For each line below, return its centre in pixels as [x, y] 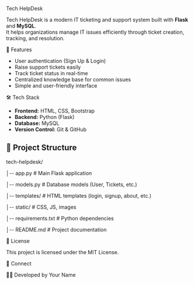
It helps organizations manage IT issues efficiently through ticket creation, [95, 32]
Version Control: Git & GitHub [50, 129]
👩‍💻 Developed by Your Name [41, 275]
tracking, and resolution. [35, 38]
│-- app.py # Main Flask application [49, 173]
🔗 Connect [19, 263]
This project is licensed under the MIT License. [63, 252]
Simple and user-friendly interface [56, 86]
